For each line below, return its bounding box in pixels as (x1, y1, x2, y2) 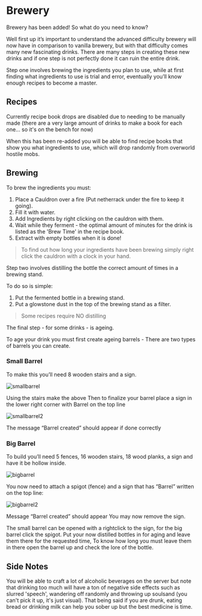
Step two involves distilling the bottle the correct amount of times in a (6, 264, 179, 271)
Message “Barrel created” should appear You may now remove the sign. (6, 513, 186, 520)
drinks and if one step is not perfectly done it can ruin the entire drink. (6, 54, 180, 62)
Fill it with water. (14, 208, 56, 215)
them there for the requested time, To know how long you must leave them (6, 537, 192, 545)
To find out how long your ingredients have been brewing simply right (21, 246, 194, 253)
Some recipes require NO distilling (21, 312, 107, 319)
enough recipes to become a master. (6, 79, 98, 87)
